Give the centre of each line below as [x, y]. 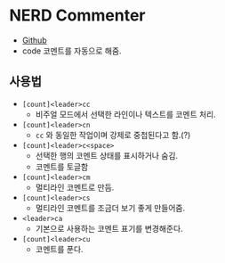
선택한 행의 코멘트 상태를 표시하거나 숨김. [107, 155]
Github [34, 40]
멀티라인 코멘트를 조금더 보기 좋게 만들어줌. [110, 208]
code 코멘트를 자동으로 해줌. [72, 51]
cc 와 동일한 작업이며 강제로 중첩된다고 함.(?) [113, 135]
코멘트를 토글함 [62, 167]
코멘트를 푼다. [59, 249]
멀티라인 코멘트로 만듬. [75, 187]
